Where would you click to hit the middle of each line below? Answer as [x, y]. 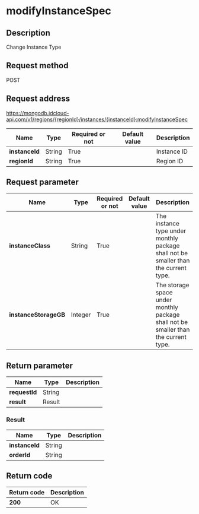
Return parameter [39, 365]
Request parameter [42, 182]
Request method [37, 66]
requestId [23, 392]
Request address [38, 99]
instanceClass [30, 246]
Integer [81, 315]
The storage [172, 285]
